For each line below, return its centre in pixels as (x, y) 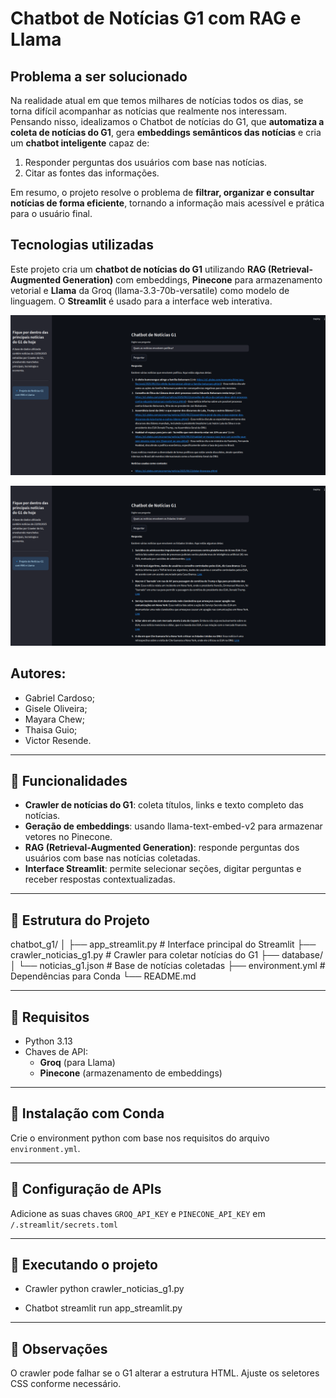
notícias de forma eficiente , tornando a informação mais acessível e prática (167, 203)
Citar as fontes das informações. (92, 173)
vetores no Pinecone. (68, 837)
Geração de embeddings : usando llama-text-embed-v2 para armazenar (173, 826)
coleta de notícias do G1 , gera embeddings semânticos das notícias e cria (166, 132)
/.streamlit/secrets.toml (64, 1225)
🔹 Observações (59, 1348)
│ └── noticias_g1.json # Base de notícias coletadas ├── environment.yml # (168, 966)
